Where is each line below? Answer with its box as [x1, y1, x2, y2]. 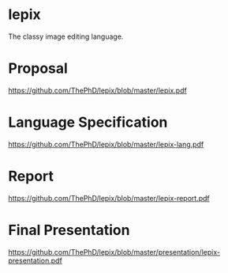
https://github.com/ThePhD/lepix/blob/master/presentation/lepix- [8, 247, 221, 256]
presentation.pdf [8, 256, 63, 265]
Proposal [8, 59, 69, 78]
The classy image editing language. [8, 32, 124, 41]
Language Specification [8, 113, 168, 131]
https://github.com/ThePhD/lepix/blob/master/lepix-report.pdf [8, 193, 211, 203]
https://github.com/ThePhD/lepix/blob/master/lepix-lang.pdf [8, 139, 204, 149]
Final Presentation [8, 221, 130, 239]
